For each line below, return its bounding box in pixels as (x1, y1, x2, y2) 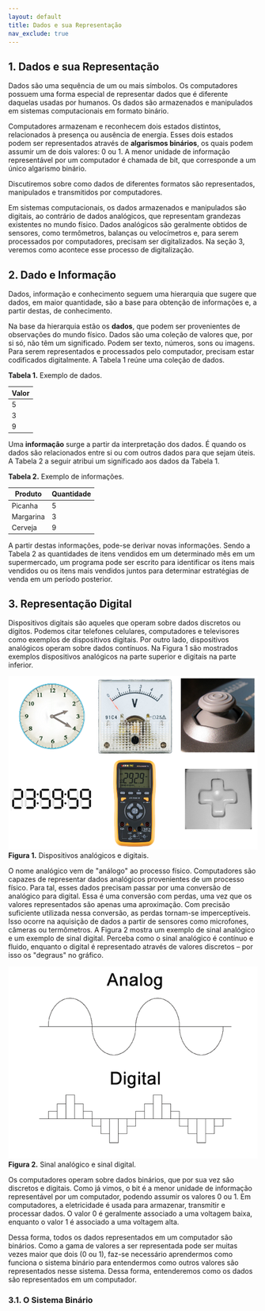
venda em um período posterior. (8, 574, 113, 583)
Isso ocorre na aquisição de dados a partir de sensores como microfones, (8, 917, 249, 926)
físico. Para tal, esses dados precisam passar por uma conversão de (8, 883, 231, 893)
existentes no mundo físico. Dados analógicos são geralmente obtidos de (8, 220, 248, 229)
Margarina (11, 512, 45, 521)
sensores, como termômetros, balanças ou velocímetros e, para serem (8, 229, 239, 238)
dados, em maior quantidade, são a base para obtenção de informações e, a (8, 298, 257, 307)
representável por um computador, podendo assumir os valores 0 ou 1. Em (8, 1192, 252, 1201)
